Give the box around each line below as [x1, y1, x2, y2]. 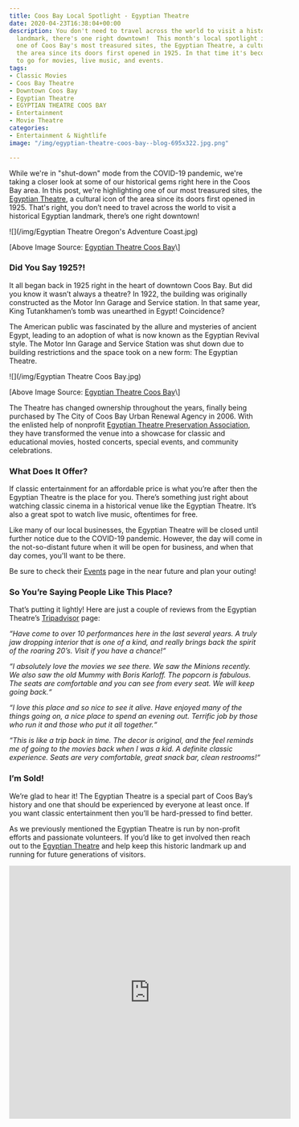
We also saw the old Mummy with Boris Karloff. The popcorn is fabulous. [9, 670, 252, 680]
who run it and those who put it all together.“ [9, 720, 158, 729]
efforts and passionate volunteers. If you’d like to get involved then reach [9, 832, 251, 842]
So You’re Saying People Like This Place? [9, 587, 174, 598]
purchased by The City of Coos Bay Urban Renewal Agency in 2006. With [9, 411, 254, 421]
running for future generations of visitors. [9, 849, 146, 859]
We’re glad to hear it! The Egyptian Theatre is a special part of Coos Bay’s [9, 791, 253, 801]
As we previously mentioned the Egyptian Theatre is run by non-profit [9, 824, 240, 833]
